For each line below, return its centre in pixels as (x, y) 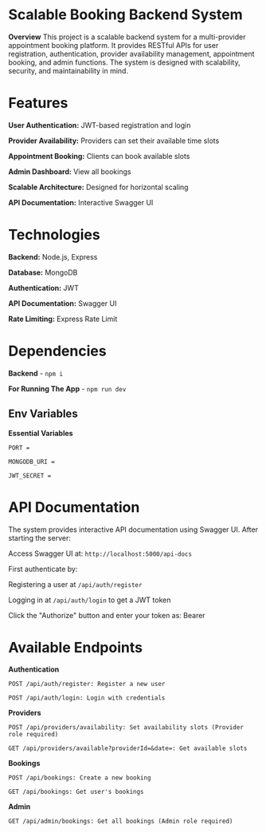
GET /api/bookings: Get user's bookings (76, 792)
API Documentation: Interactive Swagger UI (81, 202)
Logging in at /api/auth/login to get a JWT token (90, 600)
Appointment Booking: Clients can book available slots (99, 156)
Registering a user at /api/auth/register (75, 584)
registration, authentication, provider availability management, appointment (131, 54)
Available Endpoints (76, 647)
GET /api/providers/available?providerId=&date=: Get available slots (128, 748)
